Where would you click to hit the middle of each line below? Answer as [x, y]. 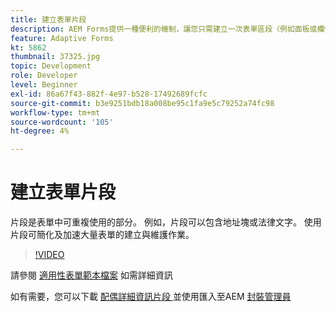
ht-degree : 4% [40, 131]
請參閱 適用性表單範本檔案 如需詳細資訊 [91, 275]
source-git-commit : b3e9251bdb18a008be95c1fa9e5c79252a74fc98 [142, 103]
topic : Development [51, 66]
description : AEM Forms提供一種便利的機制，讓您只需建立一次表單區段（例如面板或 [164, 29]
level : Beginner [44, 85]
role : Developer [44, 76]
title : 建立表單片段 [48, 19]
